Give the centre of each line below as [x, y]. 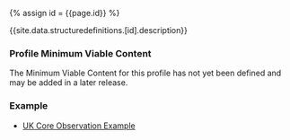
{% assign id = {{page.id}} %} [65, 13]
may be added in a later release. [69, 83]
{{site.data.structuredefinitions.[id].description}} [99, 30]
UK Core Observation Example [79, 126]
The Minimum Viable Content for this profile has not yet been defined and [145, 73]
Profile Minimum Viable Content [80, 53]
